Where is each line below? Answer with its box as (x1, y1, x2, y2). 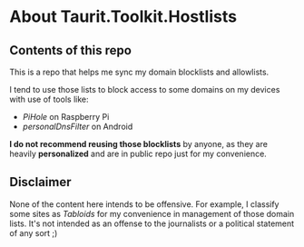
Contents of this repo (9, 43, 132, 58)
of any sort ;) (9, 227, 58, 238)
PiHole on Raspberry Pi (22, 112, 110, 122)
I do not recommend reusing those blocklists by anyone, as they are (9, 139, 268, 149)
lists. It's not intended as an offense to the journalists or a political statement (9, 218, 295, 229)
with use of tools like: (9, 94, 89, 104)
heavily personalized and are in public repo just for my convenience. (9, 148, 268, 159)
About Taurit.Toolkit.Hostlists (9, 6, 238, 27)
